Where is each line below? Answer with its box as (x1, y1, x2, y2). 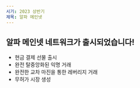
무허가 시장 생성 (14, 76, 51, 83)
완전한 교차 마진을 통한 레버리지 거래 (14, 69, 98, 76)
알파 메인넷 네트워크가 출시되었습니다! (6, 37, 135, 47)
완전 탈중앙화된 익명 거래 (14, 61, 71, 68)
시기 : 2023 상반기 (6, 8, 45, 15)
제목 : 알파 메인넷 (6, 14, 43, 20)
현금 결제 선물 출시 (14, 54, 57, 61)
